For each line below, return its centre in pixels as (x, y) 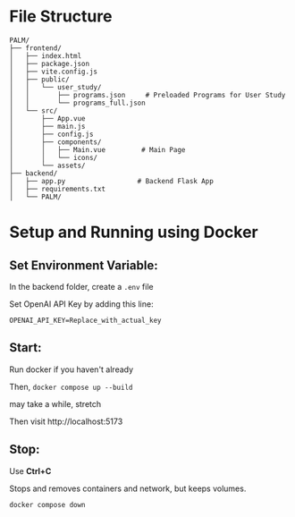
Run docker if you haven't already (72, 369)
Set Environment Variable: (84, 265)
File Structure (61, 17)
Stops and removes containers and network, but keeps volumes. (128, 488)
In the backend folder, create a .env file (81, 286)
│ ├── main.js (48, 126)
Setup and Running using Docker (134, 232)
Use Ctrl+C (30, 470)
